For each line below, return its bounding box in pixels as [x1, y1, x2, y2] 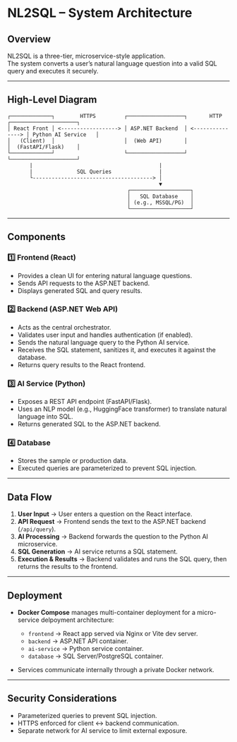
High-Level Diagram [7, 94, 97, 106]
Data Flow [7, 491, 52, 503]
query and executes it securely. [7, 67, 99, 75]
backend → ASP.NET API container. [28, 637, 128, 645]
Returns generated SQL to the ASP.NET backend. [17, 420, 161, 429]
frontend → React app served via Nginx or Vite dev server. [28, 630, 198, 638]
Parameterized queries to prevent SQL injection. [17, 711, 157, 719]
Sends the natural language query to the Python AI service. [17, 337, 190, 347]
